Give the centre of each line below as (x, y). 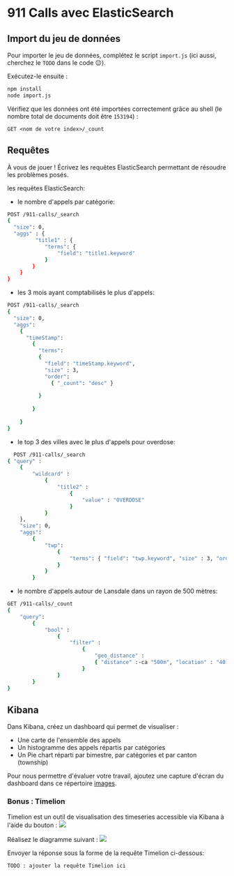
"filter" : (85, 643)
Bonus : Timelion (36, 801)
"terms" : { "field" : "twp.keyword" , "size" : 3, (141, 558)
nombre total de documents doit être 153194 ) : (73, 116)
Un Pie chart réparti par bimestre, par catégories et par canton (107, 755)
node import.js (29, 96)
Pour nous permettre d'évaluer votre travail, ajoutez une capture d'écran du (116, 776)
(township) (33, 762)
